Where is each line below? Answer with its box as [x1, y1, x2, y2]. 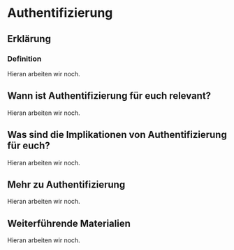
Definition [7, 54, 42, 64]
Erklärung [7, 33, 51, 45]
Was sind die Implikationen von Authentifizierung [7, 129, 227, 141]
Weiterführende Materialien [7, 217, 131, 229]
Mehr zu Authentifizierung [7, 179, 126, 190]
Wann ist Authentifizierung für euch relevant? [7, 90, 212, 102]
